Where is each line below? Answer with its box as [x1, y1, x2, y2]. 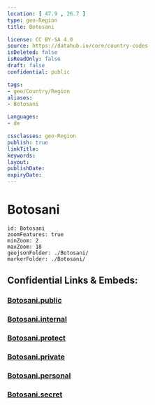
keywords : [7, 152, 36, 159]
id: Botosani [7, 225, 45, 232]
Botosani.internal [7, 315, 68, 324]
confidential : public [7, 68, 71, 76]
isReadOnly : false [7, 55, 61, 63]
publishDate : [7, 165, 45, 172]
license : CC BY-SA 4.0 [7, 36, 73, 43]
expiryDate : [7, 172, 42, 179]
